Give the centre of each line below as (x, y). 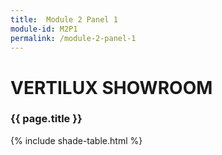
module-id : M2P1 (44, 29)
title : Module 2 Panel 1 (64, 19)
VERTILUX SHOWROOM (111, 87)
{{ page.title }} (46, 119)
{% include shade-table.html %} (76, 140)
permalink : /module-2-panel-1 (73, 38)
